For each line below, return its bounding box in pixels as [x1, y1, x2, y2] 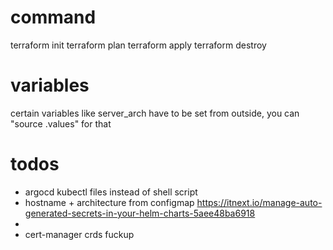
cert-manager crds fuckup [24, 228, 135, 240]
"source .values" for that [10, 117, 112, 130]
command [10, 6, 97, 29]
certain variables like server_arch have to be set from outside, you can [10, 107, 300, 119]
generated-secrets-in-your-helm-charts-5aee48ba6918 [24, 207, 256, 219]
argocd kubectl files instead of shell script [24, 186, 198, 198]
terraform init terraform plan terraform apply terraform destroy [10, 39, 267, 51]
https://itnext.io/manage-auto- [196, 196, 323, 208]
